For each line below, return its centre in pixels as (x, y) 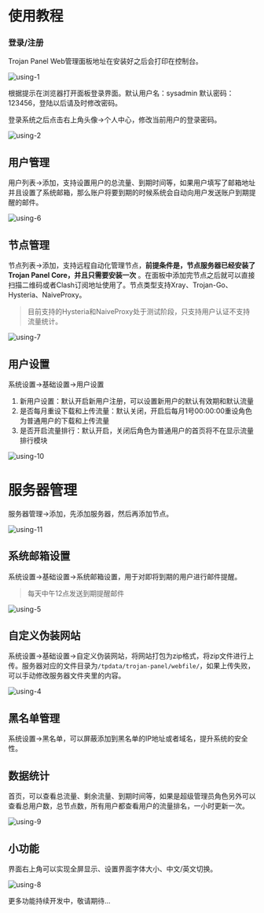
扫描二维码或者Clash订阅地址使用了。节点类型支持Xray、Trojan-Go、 (120, 285)
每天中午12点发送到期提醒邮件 (76, 593)
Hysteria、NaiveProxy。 (47, 295)
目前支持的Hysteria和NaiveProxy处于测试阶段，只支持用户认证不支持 (138, 312)
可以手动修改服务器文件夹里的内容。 (67, 676)
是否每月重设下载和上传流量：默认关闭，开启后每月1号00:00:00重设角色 (136, 411)
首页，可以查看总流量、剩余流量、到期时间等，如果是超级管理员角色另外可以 (132, 797)
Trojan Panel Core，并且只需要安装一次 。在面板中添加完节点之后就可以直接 (132, 275)
